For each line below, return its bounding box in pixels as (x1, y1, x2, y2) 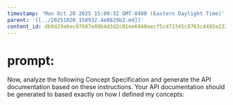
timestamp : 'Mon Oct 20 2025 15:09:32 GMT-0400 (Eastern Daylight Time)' (7, 10, 225, 17)
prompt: (7, 52, 55, 68)
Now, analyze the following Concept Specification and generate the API (7, 75, 212, 84)
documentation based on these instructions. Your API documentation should (7, 83, 225, 91)
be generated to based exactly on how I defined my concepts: (7, 90, 185, 99)
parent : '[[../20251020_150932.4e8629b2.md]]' (7, 17, 144, 23)
